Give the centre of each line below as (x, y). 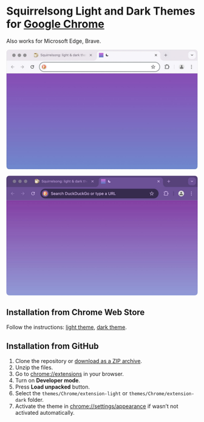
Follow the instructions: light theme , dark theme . (67, 327)
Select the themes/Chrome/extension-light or (71, 393)
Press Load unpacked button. (52, 387)
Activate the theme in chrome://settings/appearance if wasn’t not (97, 406)
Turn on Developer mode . (48, 380)
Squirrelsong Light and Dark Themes (101, 11)
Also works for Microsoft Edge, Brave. (54, 41)
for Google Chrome (55, 24)
